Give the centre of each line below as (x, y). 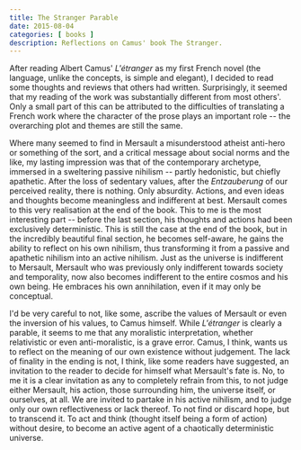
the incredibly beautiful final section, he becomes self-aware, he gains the (147, 238)
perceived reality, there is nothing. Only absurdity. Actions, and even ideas (147, 191)
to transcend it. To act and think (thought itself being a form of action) (138, 418)
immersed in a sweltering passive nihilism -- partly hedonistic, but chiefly (145, 172)
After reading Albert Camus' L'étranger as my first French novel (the (135, 68)
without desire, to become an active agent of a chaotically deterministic (142, 428)
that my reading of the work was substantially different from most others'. (145, 97)
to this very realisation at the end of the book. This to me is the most (136, 210)
